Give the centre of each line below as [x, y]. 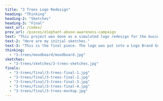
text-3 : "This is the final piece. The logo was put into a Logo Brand [79, 46]
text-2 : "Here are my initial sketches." [48, 41]
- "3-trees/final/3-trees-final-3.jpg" [50, 82]
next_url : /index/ [24, 28]
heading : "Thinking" [26, 14]
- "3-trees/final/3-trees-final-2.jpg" [50, 77]
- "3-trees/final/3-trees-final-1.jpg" [50, 73]
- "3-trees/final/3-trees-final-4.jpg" [50, 86]
